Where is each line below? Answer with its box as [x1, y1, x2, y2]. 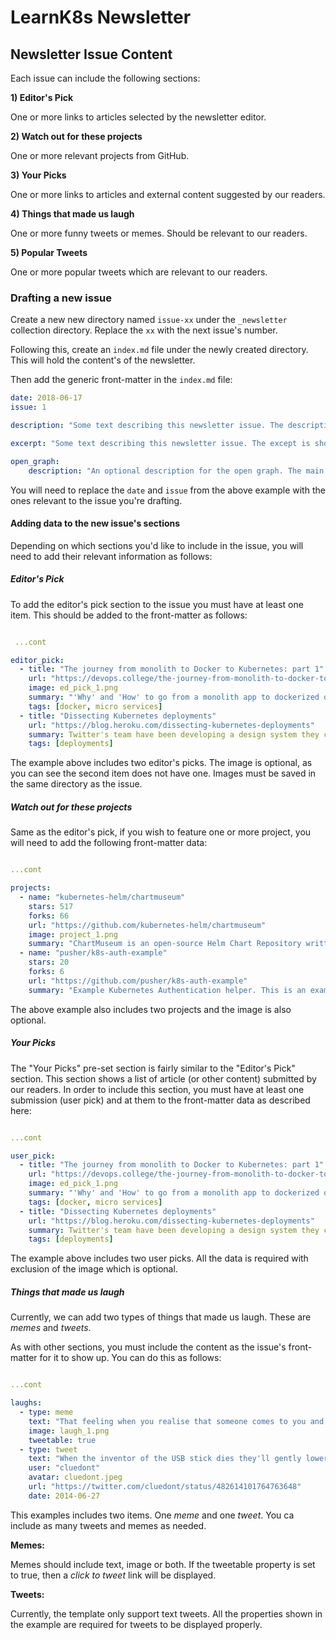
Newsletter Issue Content [10, 46, 173, 63]
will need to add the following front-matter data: [10, 837, 208, 849]
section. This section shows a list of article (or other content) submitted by [10, 1072, 317, 1085]
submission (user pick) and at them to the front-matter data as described [10, 1094, 311, 1106]
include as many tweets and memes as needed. [10, 1519, 207, 1531]
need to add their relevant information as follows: [10, 550, 213, 562]
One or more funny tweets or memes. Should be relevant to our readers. [10, 227, 308, 239]
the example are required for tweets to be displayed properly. [10, 1618, 263, 1630]
